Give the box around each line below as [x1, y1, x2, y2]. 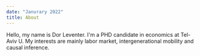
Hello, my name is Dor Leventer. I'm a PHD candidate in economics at [6, 31, 180, 38]
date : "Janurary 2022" [6, 8, 64, 15]
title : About [6, 14, 39, 20]
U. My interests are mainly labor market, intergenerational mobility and [18, 37, 194, 45]
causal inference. [6, 43, 50, 51]
